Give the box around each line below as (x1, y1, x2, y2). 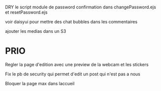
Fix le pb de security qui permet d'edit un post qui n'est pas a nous (5, 71, 141, 77)
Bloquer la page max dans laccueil (5, 80, 75, 86)
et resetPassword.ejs (5, 9, 48, 15)
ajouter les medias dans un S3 (5, 28, 66, 34)
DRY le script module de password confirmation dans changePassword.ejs (5, 4, 156, 10)
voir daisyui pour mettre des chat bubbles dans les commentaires (5, 19, 137, 24)
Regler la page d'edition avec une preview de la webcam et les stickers (5, 61, 149, 68)
